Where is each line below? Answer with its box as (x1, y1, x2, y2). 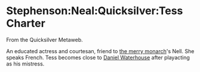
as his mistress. (6, 60, 45, 67)
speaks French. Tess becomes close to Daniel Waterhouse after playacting (6, 54, 190, 61)
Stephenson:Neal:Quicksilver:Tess (6, 4, 183, 18)
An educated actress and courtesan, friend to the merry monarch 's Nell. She (6, 47, 195, 54)
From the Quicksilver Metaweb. (6, 36, 83, 43)
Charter (6, 17, 46, 30)
